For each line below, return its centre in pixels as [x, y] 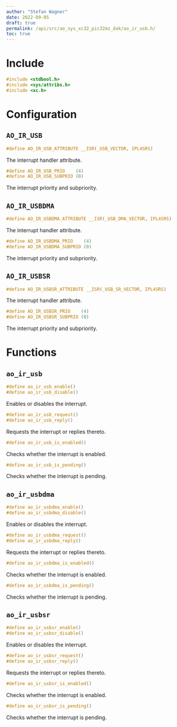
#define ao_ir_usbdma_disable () [46, 513]
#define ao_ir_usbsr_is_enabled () [49, 683]
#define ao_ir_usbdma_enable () [45, 507]
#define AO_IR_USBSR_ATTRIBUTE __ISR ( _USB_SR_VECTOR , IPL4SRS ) [86, 289]
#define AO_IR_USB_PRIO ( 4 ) [45, 171]
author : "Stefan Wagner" [37, 12]
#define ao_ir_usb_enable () [41, 387]
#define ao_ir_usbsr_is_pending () [49, 706]
